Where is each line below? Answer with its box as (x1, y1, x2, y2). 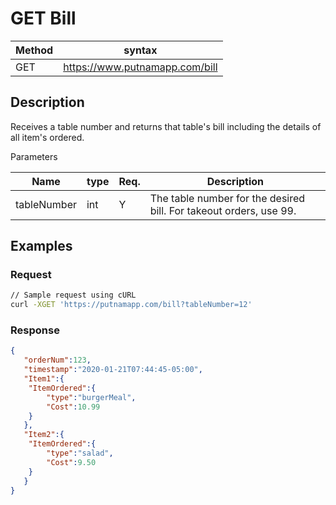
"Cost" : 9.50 (46, 457, 97, 467)
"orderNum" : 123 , (23, 355, 92, 366)
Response (10, 323, 60, 337)
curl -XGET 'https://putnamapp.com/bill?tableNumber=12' (10, 300, 253, 310)
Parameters (10, 150, 58, 162)
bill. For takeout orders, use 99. (149, 203, 297, 217)
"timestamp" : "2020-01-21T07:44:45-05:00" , (23, 365, 203, 375)
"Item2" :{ (23, 430, 65, 440)
